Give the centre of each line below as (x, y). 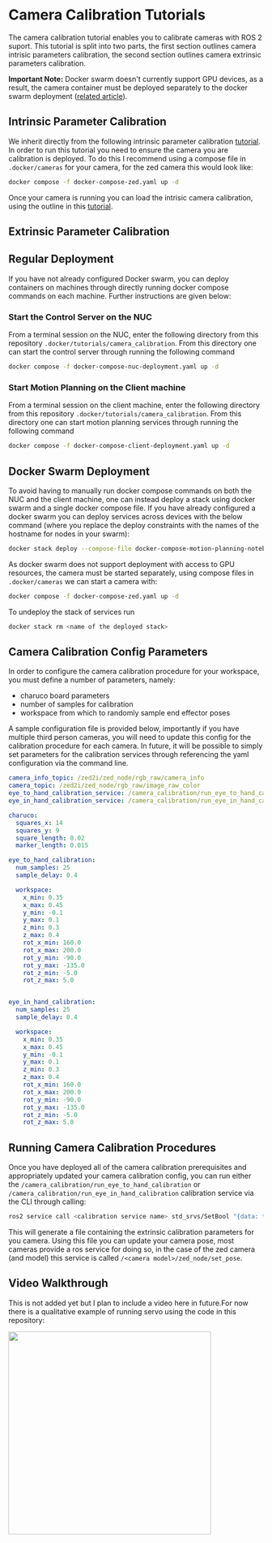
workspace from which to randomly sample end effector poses (125, 713)
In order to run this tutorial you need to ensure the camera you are (119, 150)
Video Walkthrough (58, 1283)
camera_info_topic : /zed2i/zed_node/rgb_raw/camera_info (106, 778)
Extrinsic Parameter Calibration (89, 232)
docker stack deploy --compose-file (70, 548)
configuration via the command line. (68, 763)
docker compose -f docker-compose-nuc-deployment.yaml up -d (114, 367)
